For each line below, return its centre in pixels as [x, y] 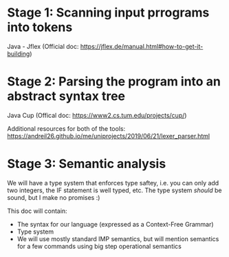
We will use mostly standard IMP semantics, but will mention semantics [118, 238]
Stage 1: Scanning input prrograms [108, 13]
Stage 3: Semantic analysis [87, 164]
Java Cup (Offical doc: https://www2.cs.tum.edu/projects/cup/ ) [97, 115]
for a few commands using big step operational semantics [99, 246]
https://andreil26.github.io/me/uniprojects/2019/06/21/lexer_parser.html [109, 136]
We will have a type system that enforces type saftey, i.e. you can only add [113, 183]
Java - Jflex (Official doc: [43, 46]
